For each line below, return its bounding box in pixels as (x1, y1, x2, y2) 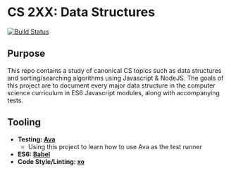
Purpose (7, 48, 46, 60)
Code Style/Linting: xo (17, 157, 85, 165)
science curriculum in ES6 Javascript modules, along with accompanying (7, 88, 220, 97)
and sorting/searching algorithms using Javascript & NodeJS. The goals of (7, 74, 224, 82)
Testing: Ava (17, 134, 56, 144)
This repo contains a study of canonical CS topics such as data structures (7, 66, 222, 74)
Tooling (7, 116, 41, 128)
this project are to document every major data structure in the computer (7, 81, 216, 90)
